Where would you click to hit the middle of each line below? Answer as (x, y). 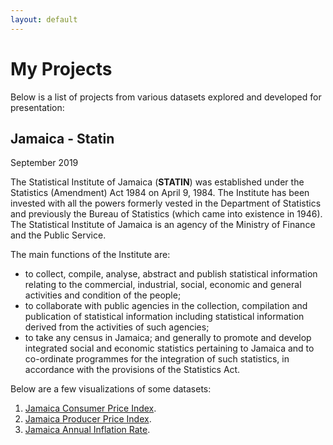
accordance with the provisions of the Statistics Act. (132, 370)
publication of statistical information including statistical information (164, 317)
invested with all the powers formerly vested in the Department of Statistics (166, 203)
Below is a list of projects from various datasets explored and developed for (166, 97)
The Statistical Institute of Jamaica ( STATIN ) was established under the (157, 182)
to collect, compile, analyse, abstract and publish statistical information (171, 274)
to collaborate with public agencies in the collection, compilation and (166, 306)
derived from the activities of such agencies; (117, 327)
